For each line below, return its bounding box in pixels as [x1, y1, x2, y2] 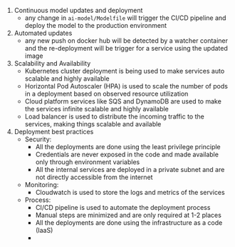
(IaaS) [35, 226, 53, 234]
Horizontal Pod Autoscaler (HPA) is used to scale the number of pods [24, 82, 228, 90]
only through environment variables [35, 158, 140, 166]
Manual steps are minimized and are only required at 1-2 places [35, 211, 222, 219]
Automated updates [14, 29, 73, 37]
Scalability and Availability [14, 59, 91, 67]
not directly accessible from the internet [35, 173, 153, 181]
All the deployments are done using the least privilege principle [35, 143, 221, 151]
